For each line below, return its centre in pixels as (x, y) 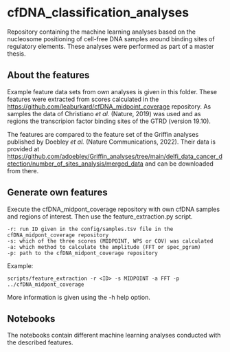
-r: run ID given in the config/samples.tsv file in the (90, 229)
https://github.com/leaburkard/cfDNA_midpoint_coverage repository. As (109, 106)
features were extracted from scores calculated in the (83, 99)
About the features (48, 75)
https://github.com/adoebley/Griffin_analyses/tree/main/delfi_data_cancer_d (115, 156)
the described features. (40, 342)
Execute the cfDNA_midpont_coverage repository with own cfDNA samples (114, 209)
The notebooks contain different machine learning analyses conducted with (114, 335)
